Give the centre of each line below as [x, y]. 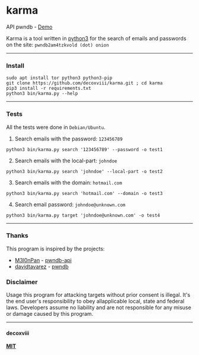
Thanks [17, 235]
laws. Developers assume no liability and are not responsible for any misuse [99, 307]
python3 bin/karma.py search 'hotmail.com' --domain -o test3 [84, 193]
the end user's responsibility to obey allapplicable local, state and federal [95, 301]
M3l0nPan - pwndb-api [43, 260]
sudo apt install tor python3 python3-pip [59, 78]
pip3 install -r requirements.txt [49, 89]
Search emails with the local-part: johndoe [66, 161]
